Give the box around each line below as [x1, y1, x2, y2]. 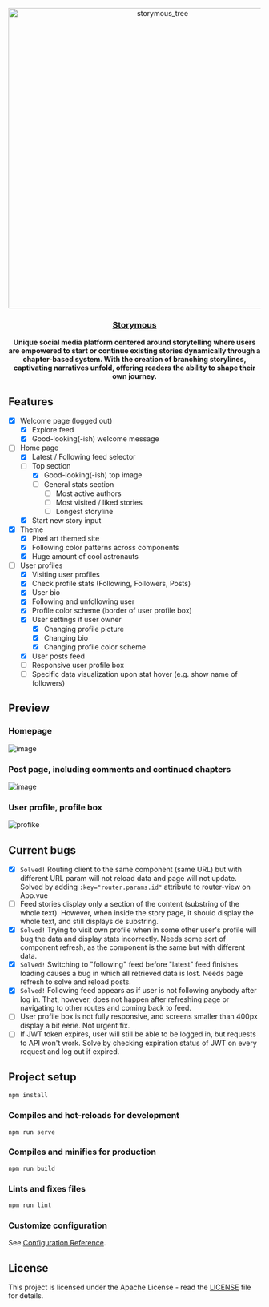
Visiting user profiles [31, 569, 100, 580]
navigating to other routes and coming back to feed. [19, 1003, 192, 1013]
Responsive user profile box [31, 660, 125, 670]
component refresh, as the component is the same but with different [19, 943, 246, 952]
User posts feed [31, 651, 86, 661]
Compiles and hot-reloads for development [8, 1110, 180, 1121]
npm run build [8, 1164, 56, 1172]
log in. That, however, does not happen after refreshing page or [19, 995, 230, 1004]
